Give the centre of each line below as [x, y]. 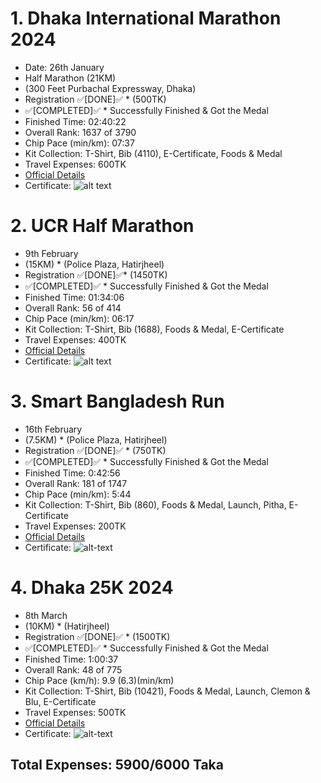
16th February [53, 429]
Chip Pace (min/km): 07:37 [79, 143]
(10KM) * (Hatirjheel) [67, 626]
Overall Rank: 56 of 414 [73, 308]
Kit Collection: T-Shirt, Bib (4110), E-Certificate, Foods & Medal [153, 153]
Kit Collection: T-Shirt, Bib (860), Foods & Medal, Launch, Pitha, [155, 504]
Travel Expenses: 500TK [75, 712]
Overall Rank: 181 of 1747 [76, 483]
